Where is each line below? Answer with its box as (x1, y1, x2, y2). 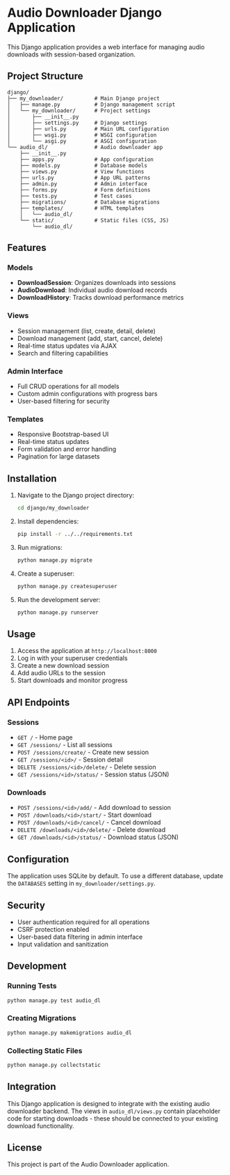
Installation (7, 473, 57, 484)
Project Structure (7, 70, 83, 82)
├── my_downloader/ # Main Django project (7, 95, 160, 102)
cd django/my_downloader (17, 505, 90, 512)
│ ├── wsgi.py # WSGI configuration (7, 131, 157, 139)
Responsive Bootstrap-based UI (17, 430, 109, 438)
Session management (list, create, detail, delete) (17, 326, 156, 335)
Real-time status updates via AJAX (17, 341, 117, 350)
